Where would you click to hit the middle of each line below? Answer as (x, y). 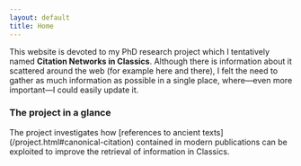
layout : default (40, 17)
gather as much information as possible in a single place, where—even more (151, 80)
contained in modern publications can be (212, 142)
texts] (212, 132)
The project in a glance (60, 113)
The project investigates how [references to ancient (105, 132)
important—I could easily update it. (74, 90)
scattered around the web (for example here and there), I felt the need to (144, 70)
